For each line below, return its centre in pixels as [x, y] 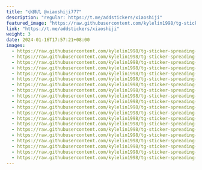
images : [16, 46]
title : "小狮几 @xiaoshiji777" [44, 12]
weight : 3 [19, 34]
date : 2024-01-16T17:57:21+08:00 [48, 40]
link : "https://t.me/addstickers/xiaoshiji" [63, 29]
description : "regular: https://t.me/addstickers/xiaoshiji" [84, 17]
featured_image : [26, 23]
